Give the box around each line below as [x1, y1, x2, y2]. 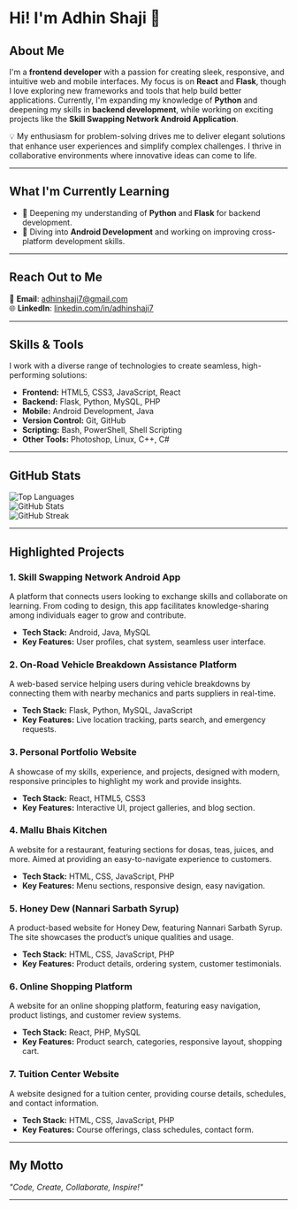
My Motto [9, 1159, 64, 1174]
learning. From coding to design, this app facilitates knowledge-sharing [9, 600, 270, 611]
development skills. [54, 235, 126, 246]
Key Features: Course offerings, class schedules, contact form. [21, 1124, 255, 1135]
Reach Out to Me [9, 270, 103, 285]
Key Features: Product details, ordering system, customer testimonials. [21, 959, 283, 969]
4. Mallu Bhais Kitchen [9, 824, 108, 836]
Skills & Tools [9, 337, 84, 352]
